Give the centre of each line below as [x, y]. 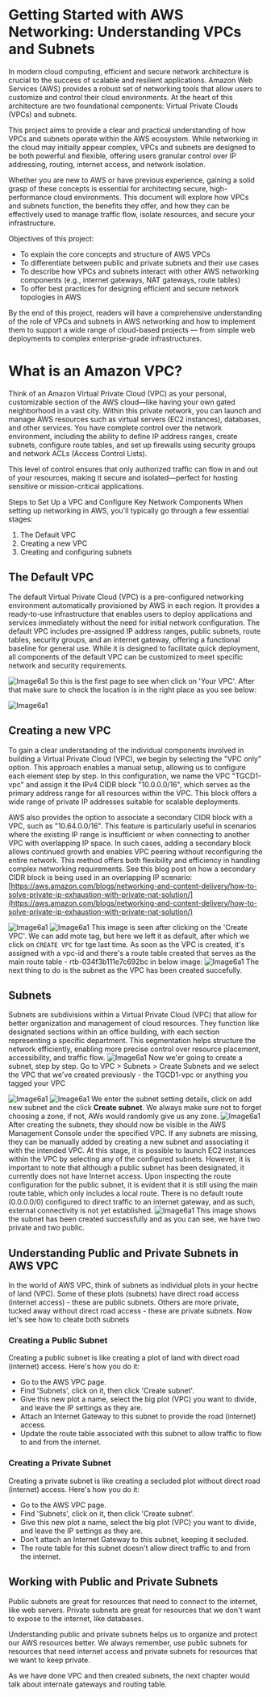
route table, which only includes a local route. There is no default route [126, 1193]
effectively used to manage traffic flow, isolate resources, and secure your [132, 214]
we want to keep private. [50, 1660]
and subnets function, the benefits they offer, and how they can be [119, 205]
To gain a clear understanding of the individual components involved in [126, 750]
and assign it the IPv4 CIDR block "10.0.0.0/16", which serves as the [138, 784]
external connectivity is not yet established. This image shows [132, 1211]
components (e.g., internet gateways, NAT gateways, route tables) [130, 279]
